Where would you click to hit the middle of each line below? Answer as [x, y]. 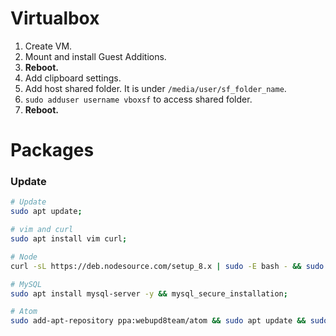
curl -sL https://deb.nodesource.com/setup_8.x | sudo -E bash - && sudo [167, 266]
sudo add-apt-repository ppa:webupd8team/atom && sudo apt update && [158, 321]
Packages [52, 150]
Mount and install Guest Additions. [95, 56]
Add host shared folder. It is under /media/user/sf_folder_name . [155, 88]
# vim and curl [42, 230]
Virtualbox [55, 18]
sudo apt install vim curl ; [69, 239]
